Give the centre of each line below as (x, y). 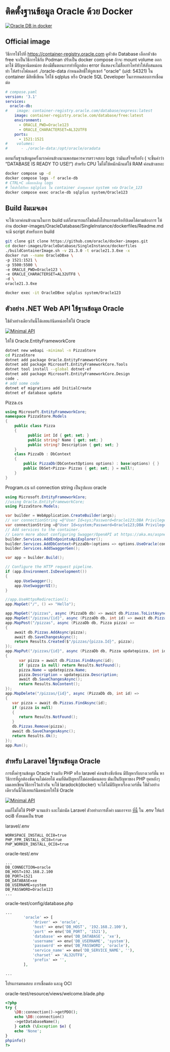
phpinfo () (16, 1040)
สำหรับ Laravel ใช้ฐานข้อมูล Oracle (53, 761)
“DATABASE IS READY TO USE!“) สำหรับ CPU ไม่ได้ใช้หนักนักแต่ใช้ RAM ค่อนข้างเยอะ (85, 164)
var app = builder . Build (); (35, 558)
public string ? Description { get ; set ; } (73, 445)
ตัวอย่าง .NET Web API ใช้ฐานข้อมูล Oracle (65, 309)
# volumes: (20, 144)
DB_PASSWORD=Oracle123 (29, 890)
